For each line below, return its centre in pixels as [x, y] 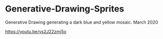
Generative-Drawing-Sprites [65, 9]
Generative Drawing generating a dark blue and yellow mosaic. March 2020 [81, 22]
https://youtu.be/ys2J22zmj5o [36, 31]
